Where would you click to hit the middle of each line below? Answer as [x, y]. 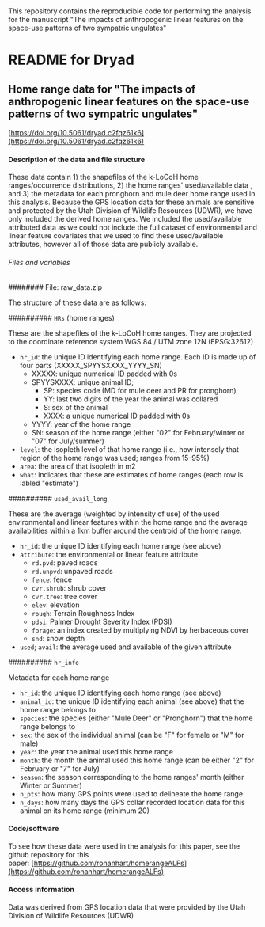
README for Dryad [71, 60]
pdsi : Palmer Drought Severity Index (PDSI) [102, 621]
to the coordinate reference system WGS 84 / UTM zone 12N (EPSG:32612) [131, 341]
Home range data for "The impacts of [102, 89]
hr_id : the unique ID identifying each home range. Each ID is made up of [138, 357]
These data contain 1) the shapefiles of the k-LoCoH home [104, 177]
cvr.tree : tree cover [64, 596]
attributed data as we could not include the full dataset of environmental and [133, 227]
